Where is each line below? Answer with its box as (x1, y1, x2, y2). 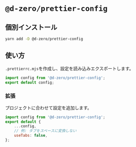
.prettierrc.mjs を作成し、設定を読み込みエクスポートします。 (5, 65, 134, 71)
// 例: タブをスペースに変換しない (14, 128, 77, 134)
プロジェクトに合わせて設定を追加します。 (5, 104, 92, 110)
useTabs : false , (14, 133, 48, 138)
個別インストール (5, 23, 58, 31)
